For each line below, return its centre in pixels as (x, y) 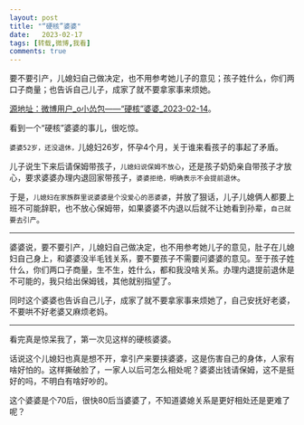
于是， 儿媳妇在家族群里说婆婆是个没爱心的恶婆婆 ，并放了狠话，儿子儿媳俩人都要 (148, 197)
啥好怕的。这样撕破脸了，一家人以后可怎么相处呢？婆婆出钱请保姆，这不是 (148, 370)
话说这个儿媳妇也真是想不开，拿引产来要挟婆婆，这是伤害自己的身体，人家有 (152, 359)
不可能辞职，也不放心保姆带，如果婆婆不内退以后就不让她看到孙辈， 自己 (151, 208)
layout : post (34, 18)
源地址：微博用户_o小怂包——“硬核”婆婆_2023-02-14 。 (113, 109)
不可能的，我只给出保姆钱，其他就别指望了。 (93, 281)
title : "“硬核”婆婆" (45, 26)
